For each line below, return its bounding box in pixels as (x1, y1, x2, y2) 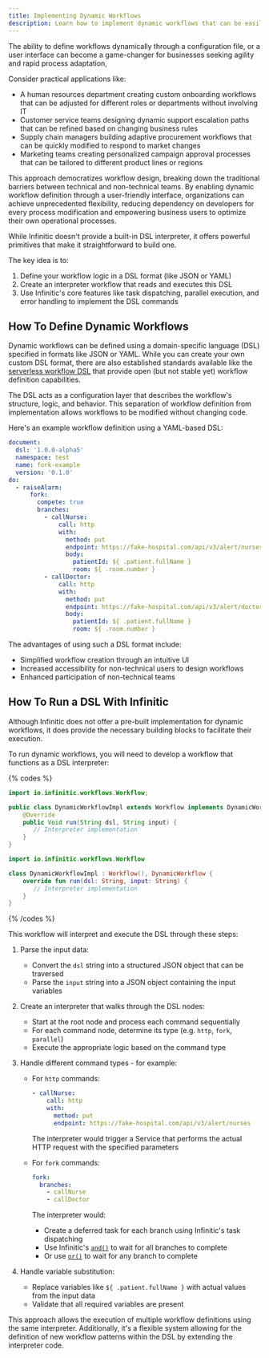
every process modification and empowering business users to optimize (8, 207, 247, 217)
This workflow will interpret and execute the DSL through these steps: (8, 930, 239, 939)
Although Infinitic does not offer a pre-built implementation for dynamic (8, 716, 244, 726)
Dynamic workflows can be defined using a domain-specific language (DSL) (8, 341, 260, 351)
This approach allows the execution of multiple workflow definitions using (8, 1315, 251, 1324)
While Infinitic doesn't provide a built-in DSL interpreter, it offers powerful (8, 231, 251, 241)
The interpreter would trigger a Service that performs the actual (31, 1133, 243, 1143)
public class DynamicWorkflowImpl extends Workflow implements (8, 803, 224, 811)
